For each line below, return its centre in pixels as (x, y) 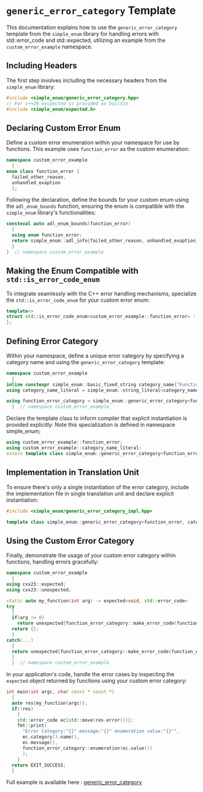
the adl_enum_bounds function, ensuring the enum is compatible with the (95, 206)
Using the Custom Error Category (70, 541)
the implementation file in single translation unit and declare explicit (90, 493)
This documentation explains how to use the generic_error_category (92, 27)
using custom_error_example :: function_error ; (64, 442)
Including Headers (42, 66)
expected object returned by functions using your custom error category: (97, 681)
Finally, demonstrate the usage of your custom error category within (91, 556)
